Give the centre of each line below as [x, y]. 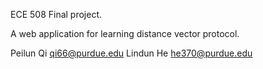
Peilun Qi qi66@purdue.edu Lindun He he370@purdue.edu [131, 53]
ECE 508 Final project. [56, 14]
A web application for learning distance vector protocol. [125, 33]
